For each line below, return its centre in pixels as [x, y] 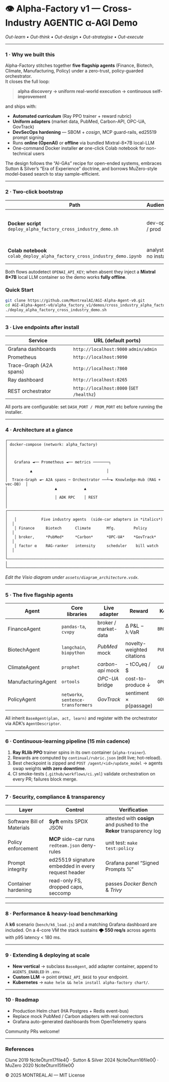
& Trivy [114, 890]
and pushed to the [127, 824]
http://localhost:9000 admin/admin [115, 349]
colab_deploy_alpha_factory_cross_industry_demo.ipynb [75, 256]
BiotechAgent [24, 650]
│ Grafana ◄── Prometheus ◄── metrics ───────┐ [58, 462]
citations [135, 656]
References [20, 1049]
